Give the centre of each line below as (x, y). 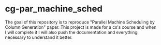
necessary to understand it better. (39, 37)
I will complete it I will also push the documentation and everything (71, 32)
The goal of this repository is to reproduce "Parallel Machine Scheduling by (80, 22)
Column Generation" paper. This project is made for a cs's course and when (81, 27)
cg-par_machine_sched (54, 9)
